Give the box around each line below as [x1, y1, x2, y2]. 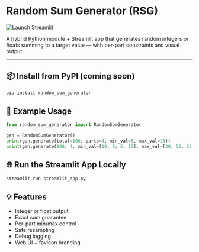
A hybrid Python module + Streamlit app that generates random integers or [6, 35, 189, 42]
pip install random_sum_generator [6, 90, 92, 96]
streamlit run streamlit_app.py [6, 176, 86, 182]
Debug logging [14, 232, 52, 240]
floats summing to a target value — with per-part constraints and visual [6, 41, 180, 49]
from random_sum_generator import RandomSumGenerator [6, 122, 142, 128]
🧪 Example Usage [6, 106, 72, 117]
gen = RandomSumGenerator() [6, 133, 76, 138]
